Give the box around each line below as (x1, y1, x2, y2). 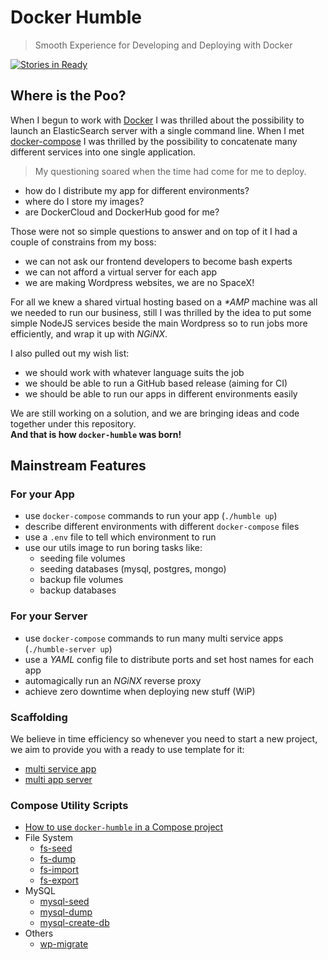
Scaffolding (10, 710, 68, 724)
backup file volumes (39, 574, 124, 586)
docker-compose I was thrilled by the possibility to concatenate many (10, 135, 298, 147)
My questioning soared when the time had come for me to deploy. (34, 165, 307, 177)
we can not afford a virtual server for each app (24, 266, 218, 278)
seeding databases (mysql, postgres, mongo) (39, 563, 227, 575)
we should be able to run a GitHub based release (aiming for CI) (24, 377, 288, 389)
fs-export (39, 874, 79, 886)
